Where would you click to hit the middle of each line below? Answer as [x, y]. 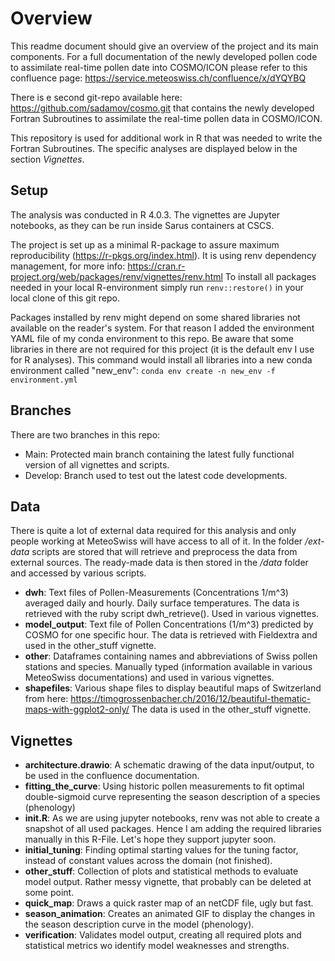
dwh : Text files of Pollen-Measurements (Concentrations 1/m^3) [156, 593]
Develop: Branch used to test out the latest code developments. [156, 475]
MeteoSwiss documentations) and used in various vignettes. [149, 678]
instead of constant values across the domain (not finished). [148, 861]
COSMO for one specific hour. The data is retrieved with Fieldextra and [171, 635]
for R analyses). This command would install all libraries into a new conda [161, 359]
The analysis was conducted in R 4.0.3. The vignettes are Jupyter [145, 214]
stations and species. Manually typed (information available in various [168, 667]
